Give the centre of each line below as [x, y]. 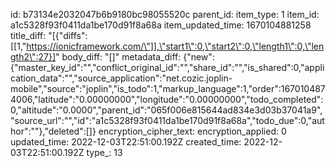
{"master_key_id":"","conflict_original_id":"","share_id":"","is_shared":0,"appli [167, 67]
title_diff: [28, 35]
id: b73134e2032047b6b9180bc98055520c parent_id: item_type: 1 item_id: [165, 14]
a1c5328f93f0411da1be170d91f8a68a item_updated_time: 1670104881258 [161, 25]
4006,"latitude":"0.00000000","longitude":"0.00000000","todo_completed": [167, 99]
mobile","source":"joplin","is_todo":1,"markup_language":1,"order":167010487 [168, 88]
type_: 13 [104, 152]
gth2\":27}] [33, 57]
